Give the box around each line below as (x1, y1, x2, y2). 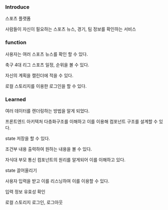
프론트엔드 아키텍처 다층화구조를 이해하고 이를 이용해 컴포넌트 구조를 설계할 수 (5, 118, 158, 124)
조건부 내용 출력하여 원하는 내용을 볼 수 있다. (5, 146, 92, 152)
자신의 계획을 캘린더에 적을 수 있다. (5, 72, 74, 78)
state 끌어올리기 (5, 167, 37, 173)
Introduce (5, 4, 30, 11)
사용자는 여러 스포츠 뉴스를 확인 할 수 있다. (5, 51, 88, 57)
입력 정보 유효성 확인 (5, 188, 46, 194)
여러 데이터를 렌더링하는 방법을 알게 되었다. (5, 108, 90, 114)
